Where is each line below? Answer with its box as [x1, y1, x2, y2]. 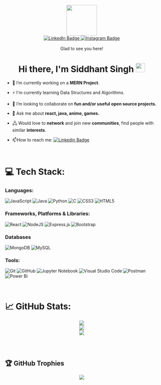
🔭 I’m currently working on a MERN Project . [12, 80, 100, 86]
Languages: [5, 187, 34, 194]
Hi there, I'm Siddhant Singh [18, 64, 134, 75]
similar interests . [12, 127, 46, 133]
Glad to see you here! [60, 46, 104, 51]
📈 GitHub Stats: [5, 300, 72, 312]
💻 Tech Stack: [5, 166, 65, 177]
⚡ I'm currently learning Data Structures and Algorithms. [12, 89, 125, 95]
